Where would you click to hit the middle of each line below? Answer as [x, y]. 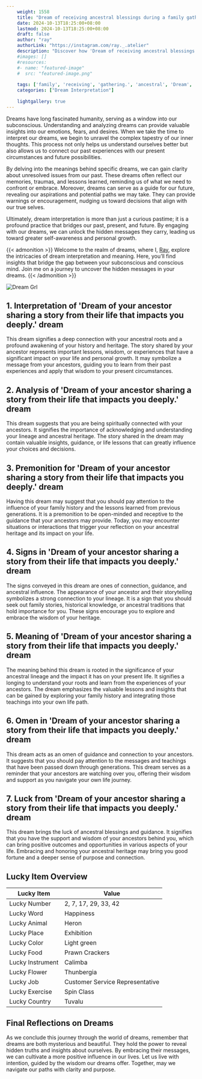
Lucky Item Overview [47, 876]
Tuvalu [74, 1002]
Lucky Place [26, 933]
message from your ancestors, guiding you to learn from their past [89, 364]
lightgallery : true [41, 101]
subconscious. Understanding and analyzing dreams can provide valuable [98, 125]
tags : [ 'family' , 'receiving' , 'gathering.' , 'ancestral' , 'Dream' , [105, 85]
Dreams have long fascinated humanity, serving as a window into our [92, 119]
